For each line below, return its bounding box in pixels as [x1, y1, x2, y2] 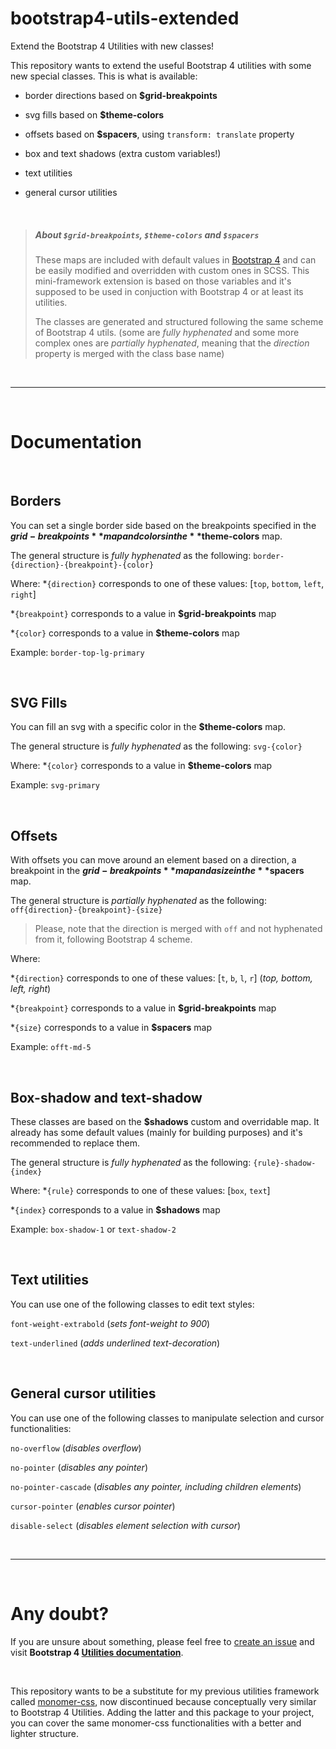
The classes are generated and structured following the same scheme [34, 315, 324, 327]
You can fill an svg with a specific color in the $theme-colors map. [10, 721, 286, 733]
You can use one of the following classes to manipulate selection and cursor [10, 1412, 325, 1424]
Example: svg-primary [10, 779, 101, 791]
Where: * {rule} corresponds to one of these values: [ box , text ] [10, 1185, 271, 1197]
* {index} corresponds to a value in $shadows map [10, 1204, 221, 1216]
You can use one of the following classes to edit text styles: [10, 1298, 255, 1310]
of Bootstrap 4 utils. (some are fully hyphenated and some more [34, 326, 300, 338]
